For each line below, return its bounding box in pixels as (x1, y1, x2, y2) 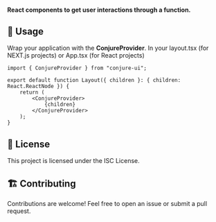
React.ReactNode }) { (7, 83, 70, 90)
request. (7, 207, 31, 215)
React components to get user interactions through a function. (7, 6, 191, 14)
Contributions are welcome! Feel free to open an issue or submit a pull (7, 200, 208, 208)
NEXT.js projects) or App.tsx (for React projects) (7, 51, 145, 60)
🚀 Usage (7, 25, 44, 37)
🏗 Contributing (7, 178, 76, 189)
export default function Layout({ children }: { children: (7, 77, 181, 84)
